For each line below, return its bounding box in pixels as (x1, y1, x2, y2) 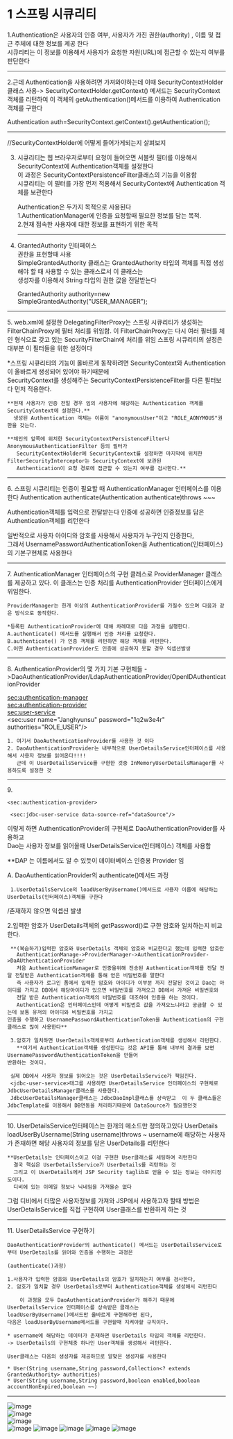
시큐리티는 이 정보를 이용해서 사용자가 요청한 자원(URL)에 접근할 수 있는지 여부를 (7, 48, 225, 56)
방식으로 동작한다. (15, 610, 60, 617)
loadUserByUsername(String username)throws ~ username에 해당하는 (7, 1130, 207, 1138)
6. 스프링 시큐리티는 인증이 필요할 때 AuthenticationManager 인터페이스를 (7, 484, 209, 492)
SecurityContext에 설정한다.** (7, 407, 90, 414)
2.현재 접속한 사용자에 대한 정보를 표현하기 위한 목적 (17, 220, 158, 228)
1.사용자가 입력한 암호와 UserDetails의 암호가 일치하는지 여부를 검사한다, (7, 1275, 196, 1283)
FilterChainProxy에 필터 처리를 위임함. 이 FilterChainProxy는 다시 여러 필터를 (7, 327, 218, 335)
